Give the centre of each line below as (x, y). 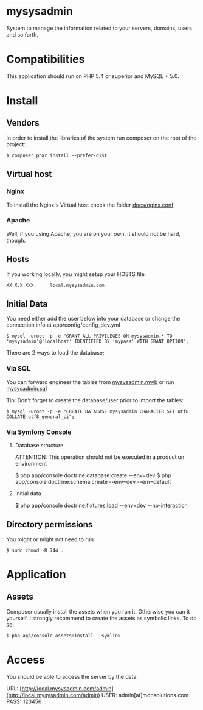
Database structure (39, 446)
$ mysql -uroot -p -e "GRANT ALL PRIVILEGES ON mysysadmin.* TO (89, 336)
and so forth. (22, 34)
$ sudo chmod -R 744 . (35, 550)
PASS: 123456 (24, 701)
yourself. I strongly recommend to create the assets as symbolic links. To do (101, 618)
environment (31, 464)
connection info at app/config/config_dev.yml (63, 325)
